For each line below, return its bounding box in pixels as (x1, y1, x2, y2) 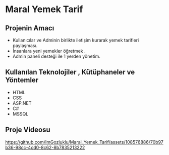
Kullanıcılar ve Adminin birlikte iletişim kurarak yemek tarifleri (12, 37, 139, 43)
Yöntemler (5, 76, 39, 85)
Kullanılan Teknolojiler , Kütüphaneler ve (5, 68, 135, 76)
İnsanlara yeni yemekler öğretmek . (12, 48, 86, 54)
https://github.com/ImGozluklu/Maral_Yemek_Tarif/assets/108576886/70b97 (5, 139, 164, 145)
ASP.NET (12, 100, 32, 106)
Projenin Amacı (5, 24, 54, 32)
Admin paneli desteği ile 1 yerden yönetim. (12, 53, 101, 59)
